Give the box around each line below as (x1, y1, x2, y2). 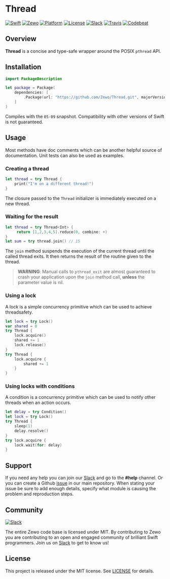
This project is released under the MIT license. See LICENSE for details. (5, 568, 154, 574)
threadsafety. (5, 309, 33, 315)
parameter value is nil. (17, 280, 64, 286)
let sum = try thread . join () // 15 (5, 239, 80, 244)
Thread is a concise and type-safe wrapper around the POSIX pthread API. (5, 48, 161, 54)
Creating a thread (5, 165, 50, 172)
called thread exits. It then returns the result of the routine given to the (5, 253, 152, 259)
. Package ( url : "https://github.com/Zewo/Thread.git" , (23, 95, 139, 100)
